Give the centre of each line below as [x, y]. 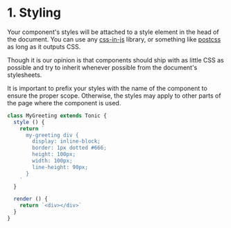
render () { [31, 199]
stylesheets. [25, 75]
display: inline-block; [66, 141]
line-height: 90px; [60, 167]
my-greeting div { [52, 135]
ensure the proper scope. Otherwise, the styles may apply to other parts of [114, 96]
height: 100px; [54, 155]
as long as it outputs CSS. [44, 46]
